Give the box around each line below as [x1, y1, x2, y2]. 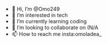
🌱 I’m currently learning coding [11, 18, 87, 24]
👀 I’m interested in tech [11, 12, 68, 19]
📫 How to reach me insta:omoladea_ [11, 31, 102, 37]
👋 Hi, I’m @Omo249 [11, 6, 60, 12]
